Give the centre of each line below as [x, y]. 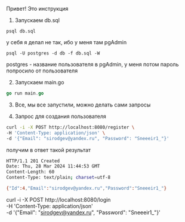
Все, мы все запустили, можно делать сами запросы [83, 105]
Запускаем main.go [39, 82]
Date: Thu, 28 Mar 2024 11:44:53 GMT [53, 166]
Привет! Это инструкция [37, 9]
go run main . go [25, 93]
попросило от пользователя [42, 71]
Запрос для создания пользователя [60, 116]
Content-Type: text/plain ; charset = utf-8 [58, 178]
